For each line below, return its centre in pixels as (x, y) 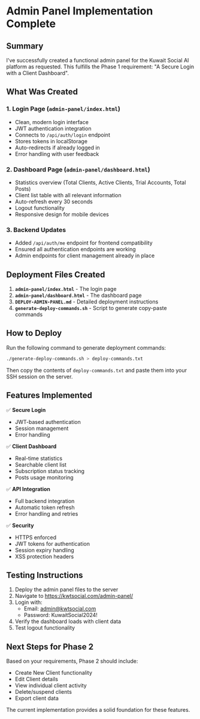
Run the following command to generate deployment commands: (86, 348)
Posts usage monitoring (44, 477)
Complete (31, 24)
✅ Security (20, 525)
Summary (25, 46)
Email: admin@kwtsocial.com (60, 609)
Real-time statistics (39, 458)
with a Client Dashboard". (38, 73)
